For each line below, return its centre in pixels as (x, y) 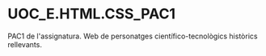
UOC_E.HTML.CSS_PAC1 (91, 14)
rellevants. (25, 44)
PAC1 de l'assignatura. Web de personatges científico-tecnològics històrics (133, 36)
